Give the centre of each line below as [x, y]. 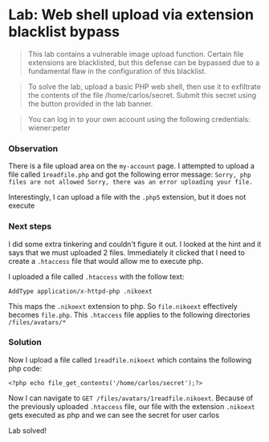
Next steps [30, 226]
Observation [33, 148]
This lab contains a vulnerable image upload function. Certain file [136, 54]
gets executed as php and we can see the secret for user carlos [114, 415]
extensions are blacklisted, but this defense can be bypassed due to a [144, 63]
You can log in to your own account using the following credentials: [139, 119]
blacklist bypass [64, 32]
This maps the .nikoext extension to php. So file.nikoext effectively [123, 306]
